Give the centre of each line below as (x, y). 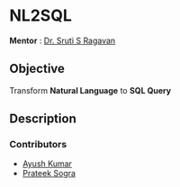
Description (43, 119)
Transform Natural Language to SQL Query (90, 90)
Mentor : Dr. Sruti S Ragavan (63, 40)
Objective (37, 69)
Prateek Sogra (49, 174)
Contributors (38, 145)
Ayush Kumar (47, 164)
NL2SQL (40, 16)
